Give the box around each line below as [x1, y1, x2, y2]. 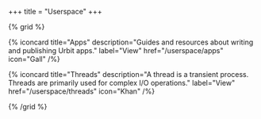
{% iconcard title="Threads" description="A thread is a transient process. [8, 70, 249, 79]
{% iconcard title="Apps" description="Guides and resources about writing [8, 37, 254, 47]
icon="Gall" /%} [8, 55, 61, 63]
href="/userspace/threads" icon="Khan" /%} [8, 86, 155, 96]
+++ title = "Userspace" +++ [8, 7, 102, 16]
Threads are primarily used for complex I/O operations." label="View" [8, 79, 236, 87]
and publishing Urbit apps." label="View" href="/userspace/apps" [8, 46, 224, 55]
